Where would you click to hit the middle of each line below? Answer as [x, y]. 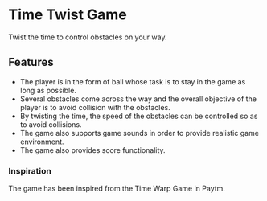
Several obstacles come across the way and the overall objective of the [138, 99]
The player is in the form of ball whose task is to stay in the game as [133, 81]
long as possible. [48, 90]
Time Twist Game [68, 15]
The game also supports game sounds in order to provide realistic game [140, 133]
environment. [42, 142]
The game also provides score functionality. [93, 150]
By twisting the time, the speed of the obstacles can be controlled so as [139, 116]
